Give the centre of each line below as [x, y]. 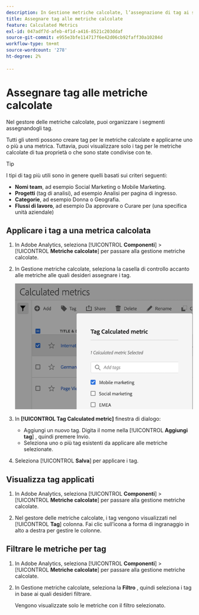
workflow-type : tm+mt [33, 44]
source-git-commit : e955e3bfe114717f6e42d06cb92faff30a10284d [84, 38]
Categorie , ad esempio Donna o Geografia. [67, 199]
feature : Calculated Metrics [42, 25]
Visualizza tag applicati [50, 479]
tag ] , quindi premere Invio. [57, 437]
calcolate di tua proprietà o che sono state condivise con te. [79, 152]
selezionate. [38, 449]
